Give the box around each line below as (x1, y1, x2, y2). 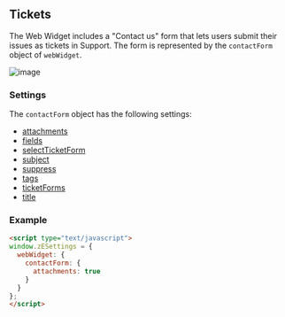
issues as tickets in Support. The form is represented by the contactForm (9, 40, 273, 50)
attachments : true (32, 267, 101, 275)
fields (21, 135, 42, 146)
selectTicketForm (21, 145, 86, 156)
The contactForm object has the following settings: (9, 109, 192, 120)
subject (21, 154, 50, 165)
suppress (21, 164, 57, 174)
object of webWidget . (9, 49, 82, 60)
